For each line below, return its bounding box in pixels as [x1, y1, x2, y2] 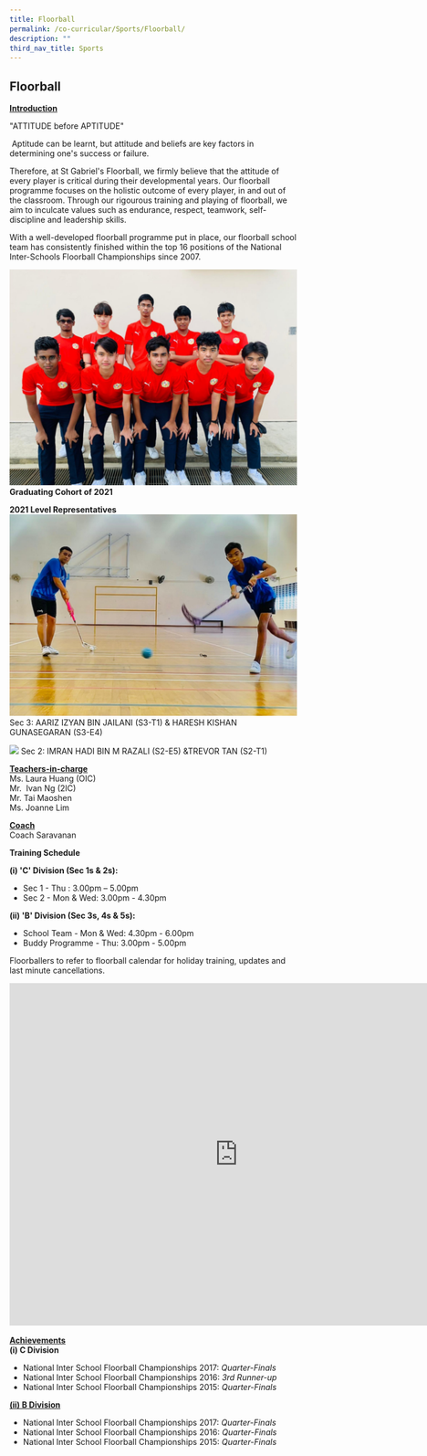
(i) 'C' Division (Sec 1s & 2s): [9, 865, 119, 876]
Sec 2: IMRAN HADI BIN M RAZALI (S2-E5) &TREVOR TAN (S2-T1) [20, 745, 267, 757]
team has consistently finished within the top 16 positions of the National [9, 242, 282, 253]
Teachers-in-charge [9, 764, 89, 775]
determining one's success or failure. [9, 148, 150, 159]
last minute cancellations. [9, 965, 106, 976]
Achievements [9, 1335, 67, 1346]
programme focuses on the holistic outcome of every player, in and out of [9, 185, 286, 196]
